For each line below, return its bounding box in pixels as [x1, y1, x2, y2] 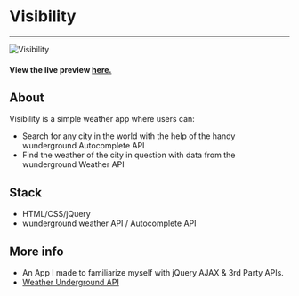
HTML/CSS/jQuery [21, 209, 91, 220]
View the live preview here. [9, 64, 112, 75]
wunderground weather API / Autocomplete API [21, 218, 197, 228]
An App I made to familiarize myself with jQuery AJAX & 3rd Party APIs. [21, 267, 285, 277]
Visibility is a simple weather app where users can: [9, 114, 196, 124]
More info [9, 244, 64, 259]
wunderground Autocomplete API [21, 140, 145, 151]
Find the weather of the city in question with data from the [21, 149, 236, 161]
